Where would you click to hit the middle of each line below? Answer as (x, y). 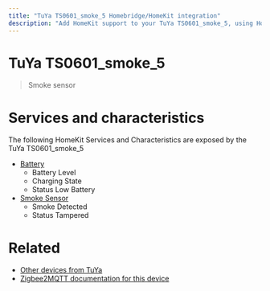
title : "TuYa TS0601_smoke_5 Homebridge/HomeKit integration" (115, 16)
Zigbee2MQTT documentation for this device (94, 279)
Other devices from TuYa (61, 270)
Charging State (57, 181)
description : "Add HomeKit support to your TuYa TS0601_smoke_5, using (131, 23)
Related (34, 248)
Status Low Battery (63, 190)
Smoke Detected (59, 207)
